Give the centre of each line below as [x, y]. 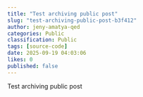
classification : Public [42, 40]
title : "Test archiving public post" [63, 14]
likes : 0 [20, 60]
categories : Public [36, 33]
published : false [33, 66]
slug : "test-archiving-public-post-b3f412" [72, 20]
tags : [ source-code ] [38, 46]
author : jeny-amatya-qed [44, 27]
